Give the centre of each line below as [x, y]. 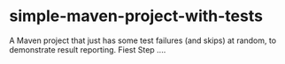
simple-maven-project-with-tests [136, 16]
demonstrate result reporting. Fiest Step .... [88, 49]
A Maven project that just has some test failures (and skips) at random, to [143, 40]
